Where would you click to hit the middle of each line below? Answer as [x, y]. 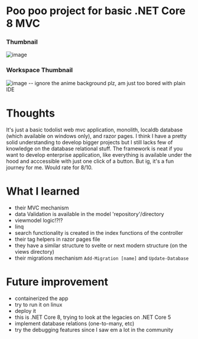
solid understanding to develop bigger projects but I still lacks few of [90, 142]
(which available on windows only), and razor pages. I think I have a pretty [97, 136]
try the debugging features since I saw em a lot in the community [94, 330]
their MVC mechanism [42, 208]
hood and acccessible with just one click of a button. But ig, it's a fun [90, 161]
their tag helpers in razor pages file [57, 239]
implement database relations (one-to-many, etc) [74, 323]
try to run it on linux [38, 304]
